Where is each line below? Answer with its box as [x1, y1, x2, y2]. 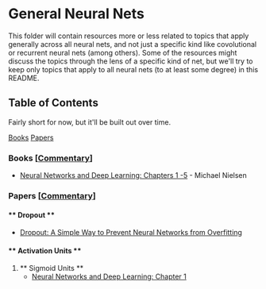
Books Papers [8, 133, 54, 142]
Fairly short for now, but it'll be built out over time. [8, 117, 172, 127]
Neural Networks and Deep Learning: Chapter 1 [31, 272, 187, 282]
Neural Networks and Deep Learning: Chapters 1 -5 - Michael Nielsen [19, 171, 248, 180]
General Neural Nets [8, 5, 145, 23]
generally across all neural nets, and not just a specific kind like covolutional [8, 39, 256, 48]
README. [8, 73, 40, 83]
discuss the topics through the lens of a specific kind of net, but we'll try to [8, 56, 253, 66]
